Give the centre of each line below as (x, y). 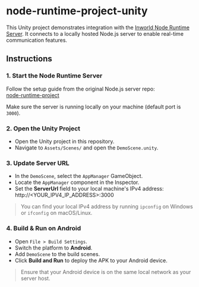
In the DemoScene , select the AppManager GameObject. (79, 176)
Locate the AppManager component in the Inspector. (77, 182)
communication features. (37, 40)
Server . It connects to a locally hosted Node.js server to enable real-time (95, 33)
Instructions (29, 59)
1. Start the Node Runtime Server (54, 76)
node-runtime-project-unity (77, 11)
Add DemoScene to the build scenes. (57, 254)
